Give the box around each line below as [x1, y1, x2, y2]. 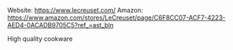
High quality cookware [7, 35, 73, 43]
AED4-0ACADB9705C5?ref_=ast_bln [7, 21, 114, 29]
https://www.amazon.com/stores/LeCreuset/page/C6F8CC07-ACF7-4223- [7, 13, 226, 22]
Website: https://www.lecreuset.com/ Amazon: [7, 6, 143, 14]
